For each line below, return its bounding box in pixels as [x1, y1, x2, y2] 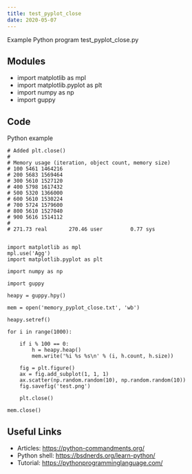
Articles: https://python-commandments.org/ [17, 444, 145, 452]
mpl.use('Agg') [7, 250, 51, 257]
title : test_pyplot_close [7, 10, 81, 17]
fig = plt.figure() [19, 365, 76, 372]
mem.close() [7, 407, 41, 414]
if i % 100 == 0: [19, 341, 70, 348]
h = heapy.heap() [32, 346, 81, 354]
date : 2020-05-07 [7, 17, 57, 23]
